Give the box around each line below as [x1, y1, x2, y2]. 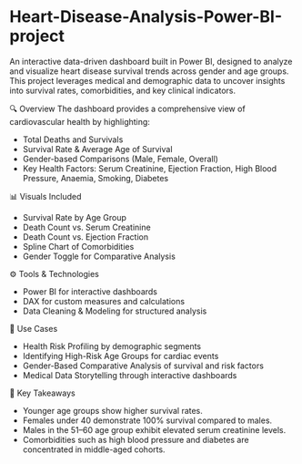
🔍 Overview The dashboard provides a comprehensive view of [9, 103, 246, 114]
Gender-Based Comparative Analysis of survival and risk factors [22, 360, 264, 371]
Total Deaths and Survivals [22, 134, 124, 145]
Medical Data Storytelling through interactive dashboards [22, 369, 237, 380]
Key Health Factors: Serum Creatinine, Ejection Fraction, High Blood [22, 162, 277, 174]
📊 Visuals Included [9, 191, 82, 201]
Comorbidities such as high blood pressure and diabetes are [22, 434, 249, 445]
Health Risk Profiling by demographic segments [22, 340, 202, 352]
